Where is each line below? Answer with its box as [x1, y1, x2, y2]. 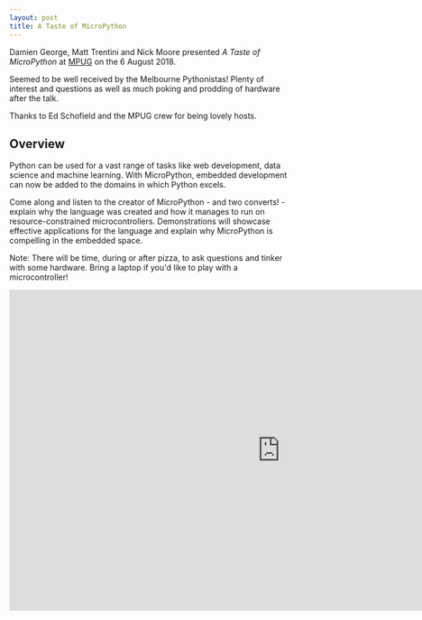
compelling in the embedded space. [9, 236, 143, 246]
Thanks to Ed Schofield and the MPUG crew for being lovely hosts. [9, 110, 257, 121]
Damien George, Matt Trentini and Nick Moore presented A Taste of [9, 46, 261, 57]
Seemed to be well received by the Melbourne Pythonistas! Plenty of [9, 73, 264, 84]
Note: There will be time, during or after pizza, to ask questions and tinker [9, 253, 283, 264]
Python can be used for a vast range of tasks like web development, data [9, 160, 281, 171]
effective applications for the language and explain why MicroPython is [9, 226, 273, 236]
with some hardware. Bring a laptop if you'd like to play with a [9, 263, 238, 273]
